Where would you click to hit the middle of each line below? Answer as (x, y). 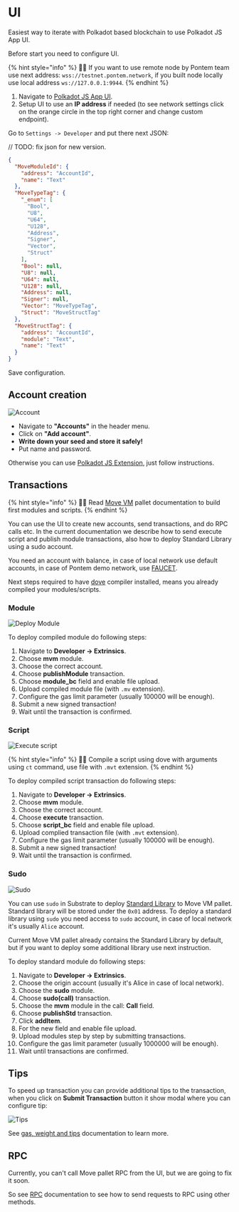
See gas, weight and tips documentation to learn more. (89, 1133)
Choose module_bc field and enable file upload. (89, 681)
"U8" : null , (38, 273)
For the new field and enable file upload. (78, 1028)
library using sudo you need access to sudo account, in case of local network (120, 919)
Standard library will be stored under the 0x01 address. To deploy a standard (120, 911)
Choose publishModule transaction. (71, 673)
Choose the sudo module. (57, 990)
